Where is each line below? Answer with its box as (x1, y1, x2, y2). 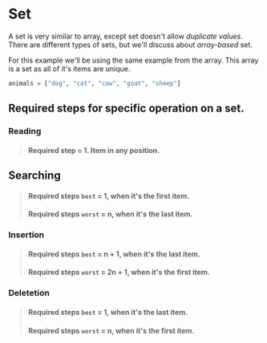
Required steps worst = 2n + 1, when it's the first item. (27, 268, 210, 277)
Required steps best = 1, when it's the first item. (27, 191, 190, 200)
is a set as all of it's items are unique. (8, 63, 131, 73)
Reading (8, 126, 42, 137)
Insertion (8, 229, 45, 240)
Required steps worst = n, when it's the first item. (27, 325, 195, 335)
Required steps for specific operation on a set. (8, 102, 245, 115)
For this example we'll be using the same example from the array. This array (8, 55, 259, 65)
